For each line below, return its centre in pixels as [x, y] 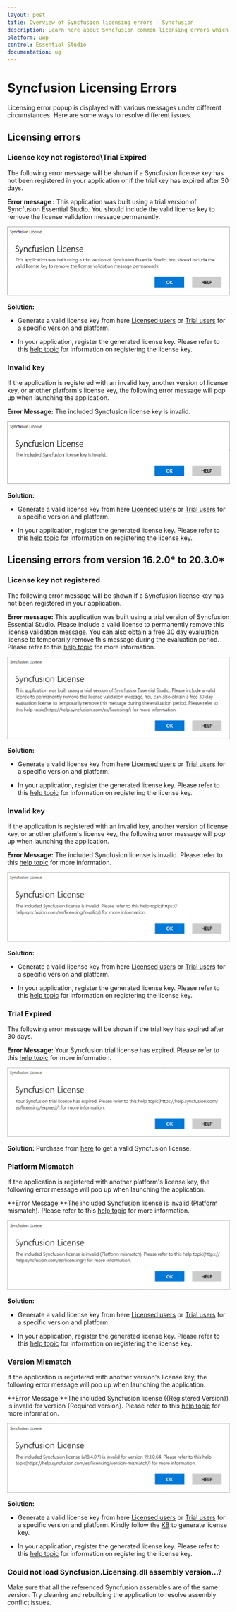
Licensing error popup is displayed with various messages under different [115, 107]
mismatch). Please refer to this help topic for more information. [99, 1211]
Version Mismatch [39, 1362]
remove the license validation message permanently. [84, 216]
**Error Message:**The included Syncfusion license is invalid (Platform [113, 1203]
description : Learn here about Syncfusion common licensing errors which [118, 30]
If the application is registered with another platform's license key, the [109, 1182]
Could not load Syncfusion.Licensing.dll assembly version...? [115, 1572]
